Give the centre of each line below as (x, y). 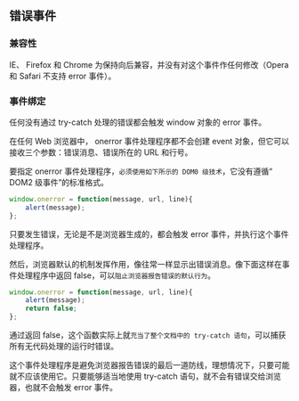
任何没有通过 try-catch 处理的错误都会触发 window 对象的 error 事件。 (138, 122)
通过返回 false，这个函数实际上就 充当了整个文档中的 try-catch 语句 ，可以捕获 (148, 335)
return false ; (51, 309)
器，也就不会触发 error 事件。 (64, 388)
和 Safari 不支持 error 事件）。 (63, 76)
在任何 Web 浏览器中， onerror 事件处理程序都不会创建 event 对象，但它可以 (149, 141)
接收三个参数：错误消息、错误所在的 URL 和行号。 (101, 152)
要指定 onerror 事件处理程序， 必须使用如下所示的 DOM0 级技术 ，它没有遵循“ (141, 171)
